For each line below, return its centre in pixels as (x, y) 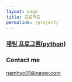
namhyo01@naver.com (34, 73)
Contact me (23, 60)
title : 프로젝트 (23, 17)
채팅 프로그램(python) (36, 44)
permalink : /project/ (32, 22)
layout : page (22, 11)
